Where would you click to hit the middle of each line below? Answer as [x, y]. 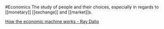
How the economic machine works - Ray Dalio [52, 22]
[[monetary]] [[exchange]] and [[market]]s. [49, 12]
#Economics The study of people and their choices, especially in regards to [82, 7]
